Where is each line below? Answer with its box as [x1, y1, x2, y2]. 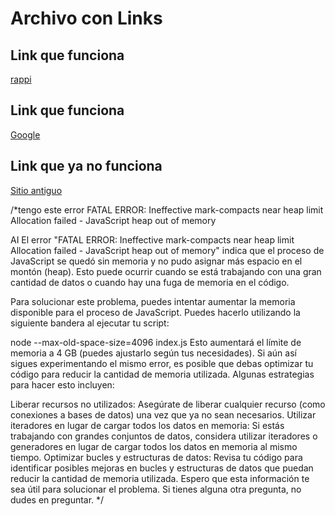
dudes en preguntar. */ [10, 493, 105, 506]
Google [10, 128, 41, 141]
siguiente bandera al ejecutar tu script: [10, 317, 170, 329]
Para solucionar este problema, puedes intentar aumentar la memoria [10, 295, 296, 307]
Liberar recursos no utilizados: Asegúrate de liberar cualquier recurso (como [10, 398, 326, 410]
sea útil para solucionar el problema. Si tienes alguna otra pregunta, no [10, 483, 302, 495]
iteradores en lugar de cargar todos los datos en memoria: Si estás [10, 419, 285, 431]
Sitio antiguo [10, 184, 63, 196]
